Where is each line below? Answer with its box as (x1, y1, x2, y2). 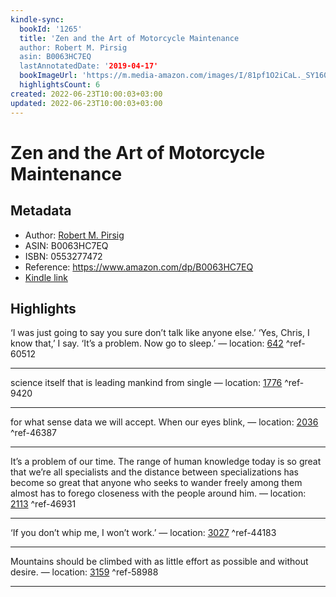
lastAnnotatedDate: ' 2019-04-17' (19, 61, 159, 71)
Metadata (10, 202, 72, 220)
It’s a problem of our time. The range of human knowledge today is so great (10, 456, 322, 468)
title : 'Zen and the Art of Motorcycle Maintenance (19, 33, 240, 43)
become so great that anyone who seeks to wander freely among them (10, 477, 303, 489)
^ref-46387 (10, 427, 57, 439)
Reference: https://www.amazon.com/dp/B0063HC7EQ (24, 261, 254, 273)
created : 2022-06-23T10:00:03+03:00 (10, 89, 163, 99)
